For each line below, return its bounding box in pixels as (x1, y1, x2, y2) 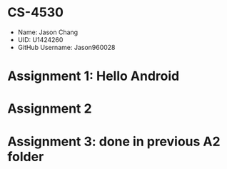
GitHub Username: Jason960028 (17, 43, 116, 51)
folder (7, 148, 44, 165)
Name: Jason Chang (17, 28, 79, 36)
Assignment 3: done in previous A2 (7, 133, 221, 150)
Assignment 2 (7, 101, 92, 117)
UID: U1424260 (17, 35, 64, 43)
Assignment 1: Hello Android (7, 68, 180, 84)
